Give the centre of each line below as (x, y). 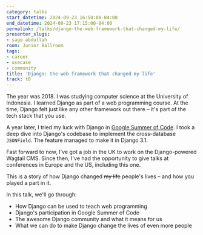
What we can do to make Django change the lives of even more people (103, 226)
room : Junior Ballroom (35, 46)
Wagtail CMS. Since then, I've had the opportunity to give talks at (88, 158)
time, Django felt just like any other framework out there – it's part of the (96, 109)
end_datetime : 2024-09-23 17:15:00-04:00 (59, 23)
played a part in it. (29, 183)
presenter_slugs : (28, 34)
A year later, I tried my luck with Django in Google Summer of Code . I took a (101, 127)
